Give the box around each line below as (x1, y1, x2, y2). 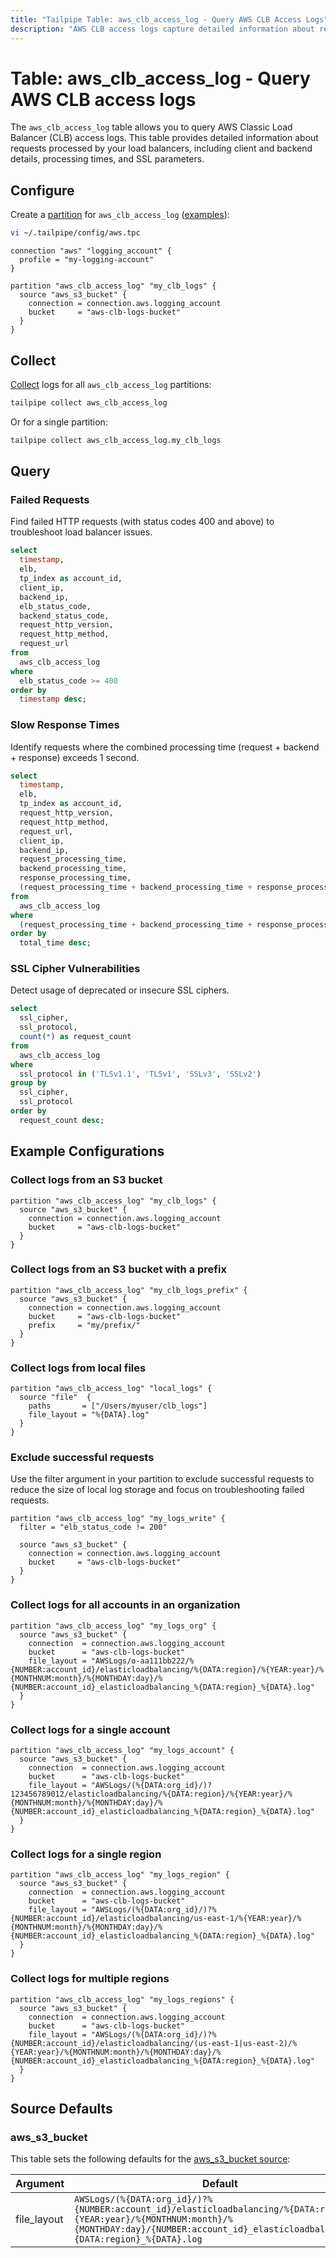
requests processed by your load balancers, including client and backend (10, 142, 313, 155)
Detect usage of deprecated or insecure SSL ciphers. (10, 984, 230, 996)
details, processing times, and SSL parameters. (10, 153, 205, 165)
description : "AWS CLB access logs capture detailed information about (10, 24, 315, 34)
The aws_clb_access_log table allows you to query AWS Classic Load (10, 121, 293, 133)
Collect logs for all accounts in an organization (10, 1598, 241, 1612)
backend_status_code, (19, 611, 110, 621)
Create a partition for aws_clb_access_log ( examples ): (10, 209, 230, 221)
